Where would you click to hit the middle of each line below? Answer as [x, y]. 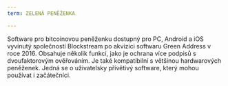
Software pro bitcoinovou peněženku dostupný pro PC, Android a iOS [106, 39]
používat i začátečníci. [39, 75]
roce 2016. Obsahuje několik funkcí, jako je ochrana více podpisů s [102, 53]
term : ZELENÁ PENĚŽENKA [41, 13]
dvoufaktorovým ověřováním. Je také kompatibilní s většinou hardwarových [114, 60]
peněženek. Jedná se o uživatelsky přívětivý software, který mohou [103, 68]
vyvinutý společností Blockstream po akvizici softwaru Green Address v [109, 46]
